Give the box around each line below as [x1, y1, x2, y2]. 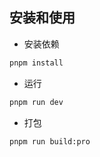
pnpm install [9, 58, 64, 68]
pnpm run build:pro [9, 136, 91, 147]
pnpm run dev [9, 97, 64, 107]
